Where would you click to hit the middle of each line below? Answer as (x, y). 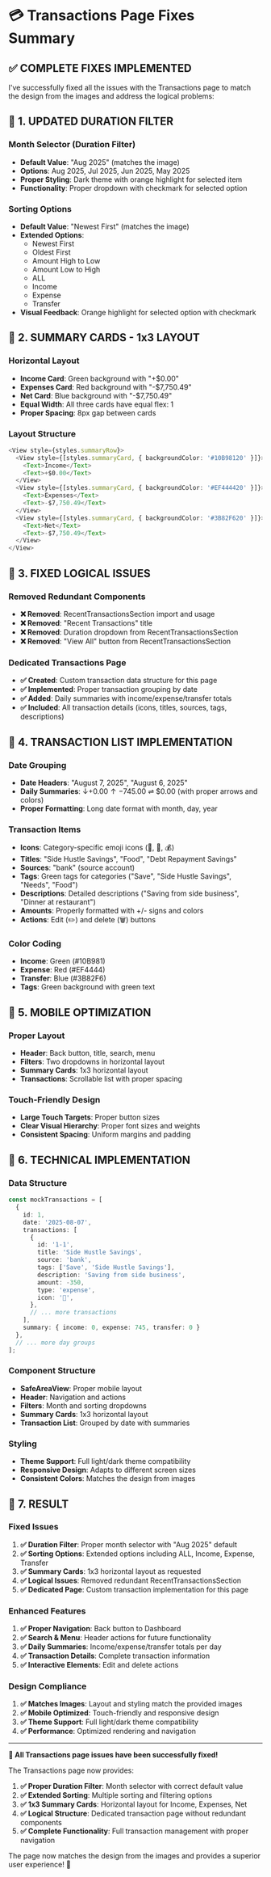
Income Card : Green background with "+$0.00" (100, 378)
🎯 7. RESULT (39, 1504)
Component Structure (52, 1371)
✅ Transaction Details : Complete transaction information (115, 1656)
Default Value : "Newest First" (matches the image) (104, 226)
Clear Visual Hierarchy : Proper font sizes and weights (110, 1126)
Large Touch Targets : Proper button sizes (90, 1117)
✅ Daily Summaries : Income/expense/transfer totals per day (121, 1647)
